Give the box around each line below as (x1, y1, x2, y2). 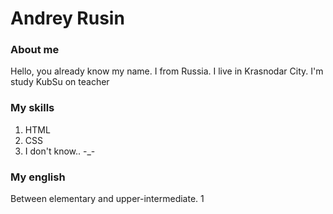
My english (10, 170, 66, 184)
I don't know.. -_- (24, 145, 96, 157)
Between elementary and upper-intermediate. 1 (10, 193, 205, 205)
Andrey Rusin (10, 7, 125, 30)
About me (10, 43, 60, 57)
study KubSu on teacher (10, 76, 110, 88)
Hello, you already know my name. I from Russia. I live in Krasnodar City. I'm (10, 65, 324, 77)
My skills (10, 101, 55, 115)
